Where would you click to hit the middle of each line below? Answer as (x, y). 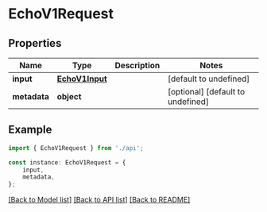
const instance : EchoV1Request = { (67, 162)
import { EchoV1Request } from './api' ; (76, 148)
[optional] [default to (206, 92)
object (69, 96)
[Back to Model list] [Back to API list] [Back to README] (99, 200)
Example (30, 130)
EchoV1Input (82, 79)
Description (137, 66)
